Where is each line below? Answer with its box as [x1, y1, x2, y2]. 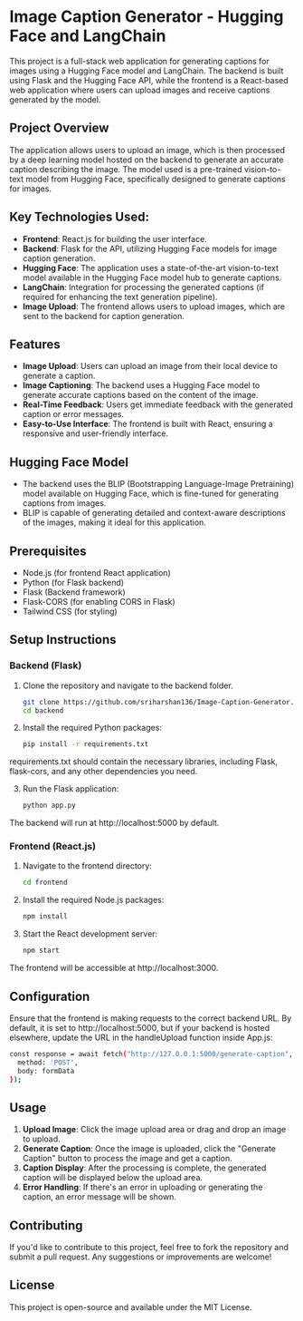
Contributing [9, 1218, 83, 1233]
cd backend [22, 705, 64, 715]
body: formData [17, 1066, 75, 1075]
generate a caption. [22, 370, 96, 382]
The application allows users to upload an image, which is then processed [9, 144, 285, 155]
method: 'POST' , [17, 1058, 79, 1067]
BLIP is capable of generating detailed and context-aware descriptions [22, 508, 287, 519]
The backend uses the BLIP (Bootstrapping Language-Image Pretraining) [22, 479, 295, 490]
